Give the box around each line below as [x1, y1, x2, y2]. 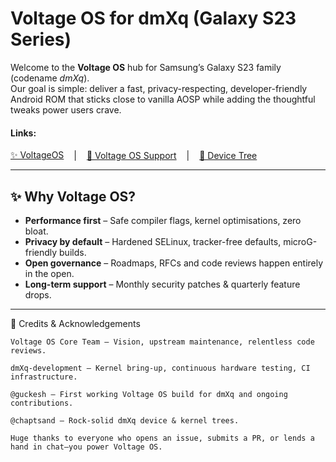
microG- [283, 235, 318, 247]
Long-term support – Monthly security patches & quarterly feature [24, 278, 301, 290]
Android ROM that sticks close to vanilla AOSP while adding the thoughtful [10, 93, 316, 105]
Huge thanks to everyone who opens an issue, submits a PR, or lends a [10, 433, 315, 443]
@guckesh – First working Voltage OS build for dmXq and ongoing [10, 389, 288, 399]
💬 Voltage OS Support [86, 149, 177, 161]
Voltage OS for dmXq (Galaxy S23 [10, 7, 297, 30]
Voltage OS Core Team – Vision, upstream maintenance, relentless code [10, 337, 315, 347]
